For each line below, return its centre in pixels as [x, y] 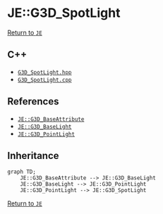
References [33, 101]
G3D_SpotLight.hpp [44, 72]
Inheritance [33, 156]
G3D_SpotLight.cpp [44, 80]
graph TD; [22, 172]
